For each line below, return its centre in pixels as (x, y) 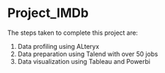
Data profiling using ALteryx (58, 46)
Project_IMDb (48, 13)
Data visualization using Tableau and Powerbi (84, 61)
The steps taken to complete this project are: (73, 33)
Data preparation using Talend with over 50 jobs (87, 54)
